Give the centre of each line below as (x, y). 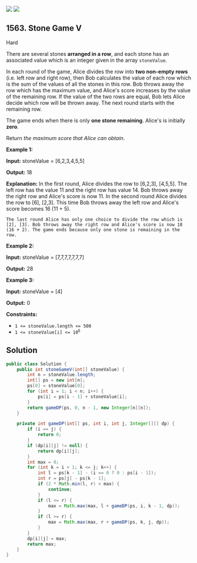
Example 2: (20, 246)
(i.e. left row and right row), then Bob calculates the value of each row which (98, 78)
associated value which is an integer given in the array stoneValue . (87, 60)
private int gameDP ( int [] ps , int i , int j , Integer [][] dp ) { (96, 424)
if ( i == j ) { (44, 429)
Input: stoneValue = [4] (34, 291)
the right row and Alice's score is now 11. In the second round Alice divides (96, 196)
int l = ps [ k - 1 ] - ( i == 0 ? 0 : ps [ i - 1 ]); (97, 473)
